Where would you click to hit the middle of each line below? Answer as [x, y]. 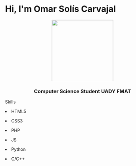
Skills [11, 102]
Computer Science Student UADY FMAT [82, 91]
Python [19, 149]
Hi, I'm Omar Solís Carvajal [61, 9]
